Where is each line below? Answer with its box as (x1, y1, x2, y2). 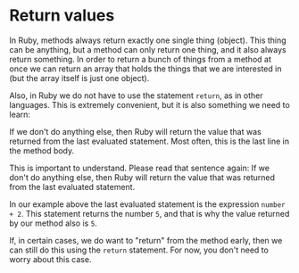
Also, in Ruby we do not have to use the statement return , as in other (9, 90, 263, 101)
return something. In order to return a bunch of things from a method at (9, 54, 272, 64)
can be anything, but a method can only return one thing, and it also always (9, 44, 287, 54)
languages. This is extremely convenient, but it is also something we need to (9, 99, 290, 110)
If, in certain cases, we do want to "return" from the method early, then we (9, 235, 283, 245)
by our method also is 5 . (9, 218, 98, 228)
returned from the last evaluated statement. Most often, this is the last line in (9, 136, 290, 146)
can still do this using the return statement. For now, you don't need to (9, 244, 270, 255)
